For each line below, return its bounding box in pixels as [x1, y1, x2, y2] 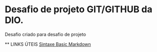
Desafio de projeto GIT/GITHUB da [5, 4, 153, 15]
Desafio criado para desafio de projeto [5, 31, 86, 37]
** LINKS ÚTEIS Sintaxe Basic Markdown [5, 41, 92, 47]
